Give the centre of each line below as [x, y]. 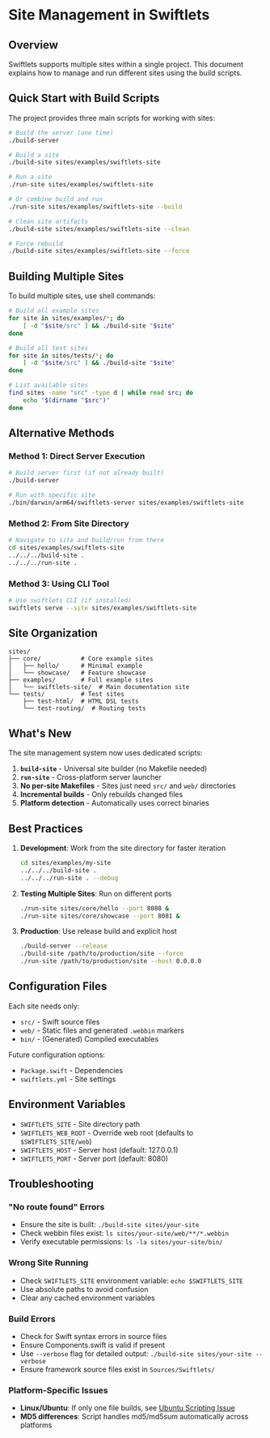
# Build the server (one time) [61, 133]
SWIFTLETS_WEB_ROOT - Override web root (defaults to [107, 1132]
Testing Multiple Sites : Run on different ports [96, 893]
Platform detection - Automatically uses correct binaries [115, 803]
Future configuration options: [57, 1055]
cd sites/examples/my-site [65, 863]
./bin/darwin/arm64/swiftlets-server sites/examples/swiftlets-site [126, 503]
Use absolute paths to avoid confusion [84, 1289]
